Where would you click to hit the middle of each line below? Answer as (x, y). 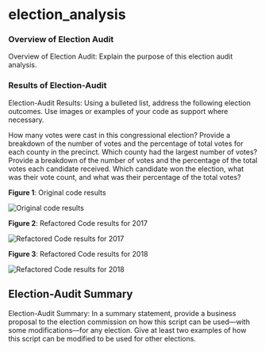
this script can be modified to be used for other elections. (102, 338)
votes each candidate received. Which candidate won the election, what (126, 169)
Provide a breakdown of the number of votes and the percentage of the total (133, 160)
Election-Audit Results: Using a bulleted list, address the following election (130, 103)
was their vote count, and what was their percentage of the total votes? (125, 177)
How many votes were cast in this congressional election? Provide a (119, 135)
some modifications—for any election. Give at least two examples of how (127, 330)
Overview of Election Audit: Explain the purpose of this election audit (121, 56)
